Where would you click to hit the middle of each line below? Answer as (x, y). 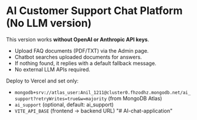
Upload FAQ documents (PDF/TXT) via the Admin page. (81, 50)
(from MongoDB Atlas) (135, 98)
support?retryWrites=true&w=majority (61, 99)
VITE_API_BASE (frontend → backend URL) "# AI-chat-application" (94, 111)
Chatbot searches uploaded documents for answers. (78, 57)
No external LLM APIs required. (52, 69)
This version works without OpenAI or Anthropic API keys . (78, 39)
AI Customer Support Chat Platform (94, 11)
